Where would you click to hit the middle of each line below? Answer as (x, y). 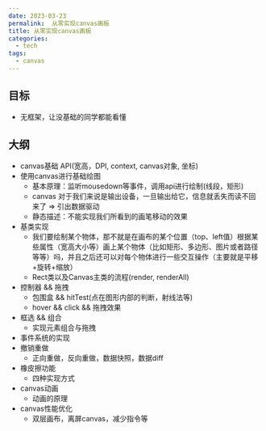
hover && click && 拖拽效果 (77, 307)
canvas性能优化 (46, 408)
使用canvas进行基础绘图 (60, 175)
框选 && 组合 (41, 317)
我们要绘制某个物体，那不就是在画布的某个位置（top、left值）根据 (141, 236)
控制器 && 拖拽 (44, 287)
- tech (27, 46)
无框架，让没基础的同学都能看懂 (73, 116)
